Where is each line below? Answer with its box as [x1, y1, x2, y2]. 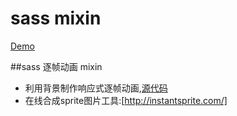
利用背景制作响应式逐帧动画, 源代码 [24, 82, 168, 94]
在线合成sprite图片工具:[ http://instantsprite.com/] [24, 94, 228, 106]
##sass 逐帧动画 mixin [10, 60, 103, 72]
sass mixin [10, 7, 102, 30]
